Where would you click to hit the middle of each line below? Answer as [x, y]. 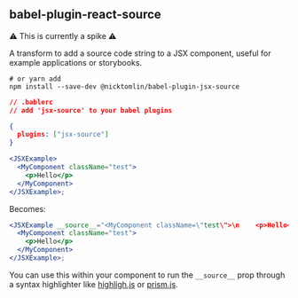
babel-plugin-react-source [85, 15]
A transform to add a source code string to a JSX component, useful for [141, 53]
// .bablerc [31, 102]
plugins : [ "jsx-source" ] [63, 135]
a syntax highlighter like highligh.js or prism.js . [94, 284]
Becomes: [27, 208]
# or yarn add [35, 79]
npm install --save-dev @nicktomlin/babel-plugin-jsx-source [125, 86]
